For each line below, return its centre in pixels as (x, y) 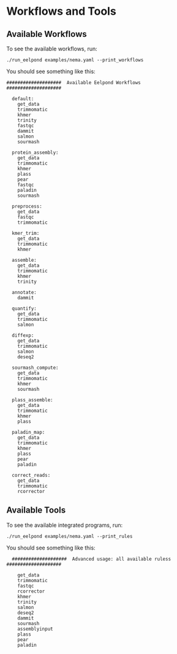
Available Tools (36, 510)
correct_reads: (31, 475)
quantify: (24, 309)
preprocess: (27, 207)
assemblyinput (35, 629)
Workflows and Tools (61, 11)
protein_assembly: (36, 152)
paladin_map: (28, 432)
